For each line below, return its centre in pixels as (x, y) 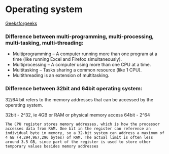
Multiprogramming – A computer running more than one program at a (85, 54)
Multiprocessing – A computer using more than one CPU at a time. (82, 65)
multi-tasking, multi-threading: (44, 43)
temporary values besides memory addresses (52, 146)
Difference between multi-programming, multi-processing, (79, 36)
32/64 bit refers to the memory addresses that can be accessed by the (79, 99)
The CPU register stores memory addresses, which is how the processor (82, 124)
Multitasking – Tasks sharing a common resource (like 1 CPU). (77, 70)
